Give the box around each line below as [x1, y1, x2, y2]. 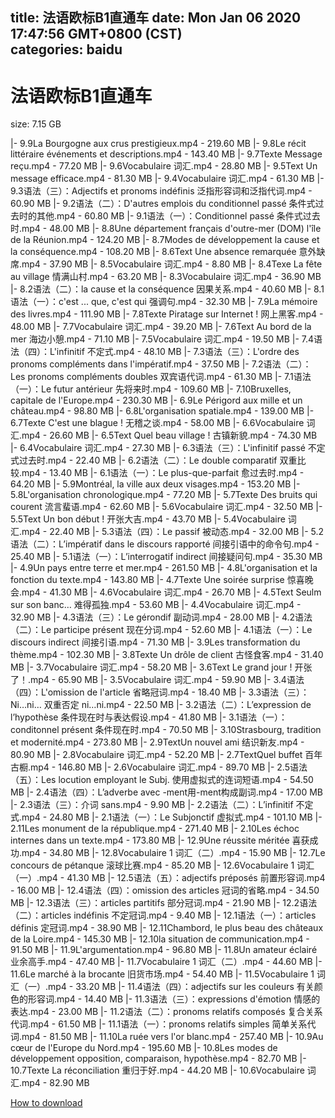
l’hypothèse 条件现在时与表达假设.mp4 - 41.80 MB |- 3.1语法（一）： [10, 711, 288, 723]
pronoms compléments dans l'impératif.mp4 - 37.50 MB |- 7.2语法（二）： [10, 358, 312, 370]
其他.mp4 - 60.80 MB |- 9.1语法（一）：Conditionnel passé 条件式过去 [36, 210, 321, 222]
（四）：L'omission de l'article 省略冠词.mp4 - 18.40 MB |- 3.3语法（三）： [10, 686, 310, 698]
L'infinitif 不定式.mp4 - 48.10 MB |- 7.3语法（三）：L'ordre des [49, 346, 300, 358]
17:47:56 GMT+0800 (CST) [10, 26, 183, 43]
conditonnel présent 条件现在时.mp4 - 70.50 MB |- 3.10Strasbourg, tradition [10, 724, 322, 736]
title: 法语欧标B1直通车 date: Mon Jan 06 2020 [10, 9, 302, 27]
